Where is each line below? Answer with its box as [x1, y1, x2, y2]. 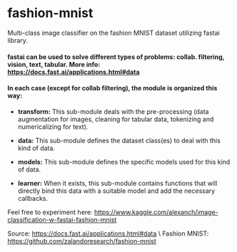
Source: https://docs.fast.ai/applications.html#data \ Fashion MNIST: [7, 229, 209, 238]
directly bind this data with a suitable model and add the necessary [17, 187, 216, 195]
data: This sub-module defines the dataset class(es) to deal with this [17, 136, 221, 145]
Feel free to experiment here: [7, 208, 93, 216]
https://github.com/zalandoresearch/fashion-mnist [7, 236, 157, 245]
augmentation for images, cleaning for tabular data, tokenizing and [17, 115, 214, 123]
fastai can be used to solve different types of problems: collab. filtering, [7, 52, 225, 61]
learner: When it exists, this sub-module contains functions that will [17, 179, 218, 187]
